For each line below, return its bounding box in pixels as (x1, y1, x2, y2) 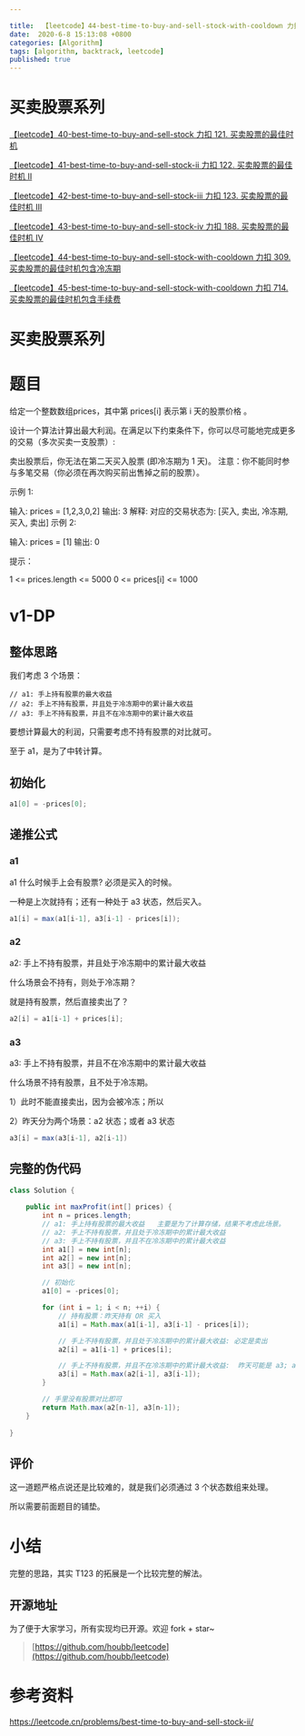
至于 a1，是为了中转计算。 (9, 746, 107, 757)
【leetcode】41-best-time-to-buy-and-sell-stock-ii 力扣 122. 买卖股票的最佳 (9, 160, 293, 171)
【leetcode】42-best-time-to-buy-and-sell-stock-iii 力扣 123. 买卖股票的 (9, 190, 281, 201)
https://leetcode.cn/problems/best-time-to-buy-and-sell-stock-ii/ (9, 1716, 254, 1727)
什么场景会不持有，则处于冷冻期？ (9, 977, 137, 988)
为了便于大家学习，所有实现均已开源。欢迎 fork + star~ (9, 1623, 215, 1634)
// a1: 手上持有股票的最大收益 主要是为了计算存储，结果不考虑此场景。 (42, 1219, 286, 1229)
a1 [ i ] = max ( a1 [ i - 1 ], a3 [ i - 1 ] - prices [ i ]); (9, 914, 181, 923)
